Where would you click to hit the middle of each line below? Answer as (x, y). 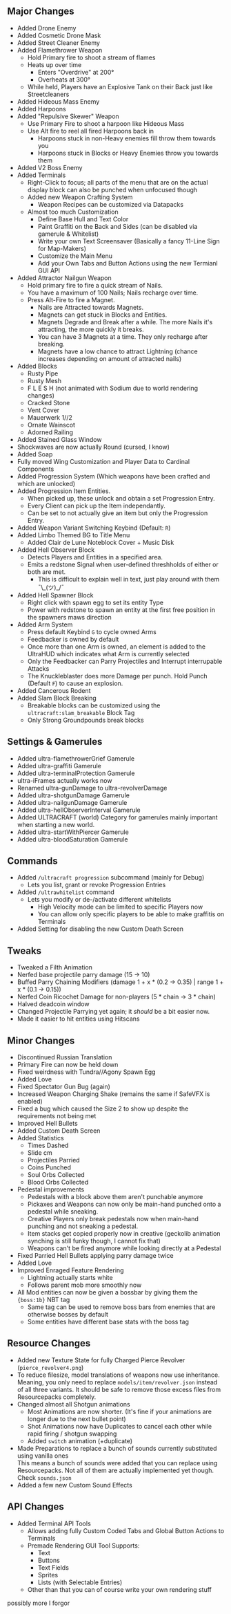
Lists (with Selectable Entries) (80, 1582)
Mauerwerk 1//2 (50, 417)
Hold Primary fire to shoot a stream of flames (91, 57)
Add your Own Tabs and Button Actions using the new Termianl (128, 263)
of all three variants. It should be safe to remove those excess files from (119, 1389)
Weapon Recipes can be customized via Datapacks (111, 204)
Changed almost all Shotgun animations (73, 1404)
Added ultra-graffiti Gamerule (59, 766)
